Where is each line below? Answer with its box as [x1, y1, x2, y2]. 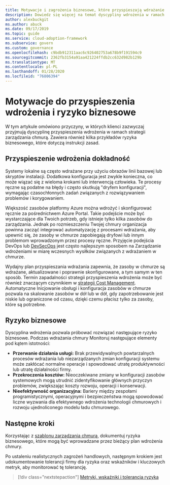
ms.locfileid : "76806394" [5, 74, 60, 79]
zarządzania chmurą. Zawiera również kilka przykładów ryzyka [5, 134, 137, 140]
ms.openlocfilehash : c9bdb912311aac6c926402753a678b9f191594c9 [5, 50, 142, 55]
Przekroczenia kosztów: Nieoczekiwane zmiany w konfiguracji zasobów [12, 372, 165, 378]
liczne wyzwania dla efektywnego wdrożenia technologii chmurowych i [12, 399, 161, 405]
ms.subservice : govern [5, 41, 53, 46]
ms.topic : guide [5, 31, 40, 36]
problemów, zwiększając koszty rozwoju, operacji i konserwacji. [12, 383, 147, 389]
